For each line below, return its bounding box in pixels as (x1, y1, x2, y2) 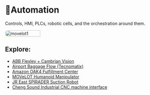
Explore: (5, 45, 31, 54)
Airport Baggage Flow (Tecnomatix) (12, 63, 84, 69)
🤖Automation (5, 4, 60, 16)
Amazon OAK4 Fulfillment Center (12, 68, 79, 75)
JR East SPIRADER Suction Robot (12, 79, 79, 85)
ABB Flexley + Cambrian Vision (12, 58, 74, 64)
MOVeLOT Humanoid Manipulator (12, 74, 80, 79)
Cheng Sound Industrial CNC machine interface (12, 84, 108, 90)
